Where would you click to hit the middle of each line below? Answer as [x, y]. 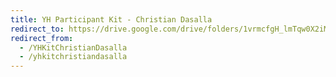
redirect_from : [42, 38]
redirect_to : [37, 29]
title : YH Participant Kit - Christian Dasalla [111, 19]
